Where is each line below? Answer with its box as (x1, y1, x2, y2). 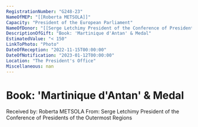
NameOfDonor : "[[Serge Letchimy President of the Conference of (6, 25, 167, 31)
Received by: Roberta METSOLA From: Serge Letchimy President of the (6, 108, 180, 115)
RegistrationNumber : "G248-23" (6, 8, 83, 15)
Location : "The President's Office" (6, 58, 96, 63)
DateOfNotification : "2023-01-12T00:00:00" (6, 52, 115, 58)
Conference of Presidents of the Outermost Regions (6, 114, 133, 121)
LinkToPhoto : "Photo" (6, 42, 60, 48)
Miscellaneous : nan (6, 63, 54, 69)
